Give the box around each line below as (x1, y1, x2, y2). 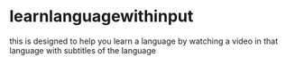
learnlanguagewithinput (9, 6, 194, 27)
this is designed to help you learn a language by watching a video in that (9, 36, 278, 46)
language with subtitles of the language (9, 45, 156, 55)
